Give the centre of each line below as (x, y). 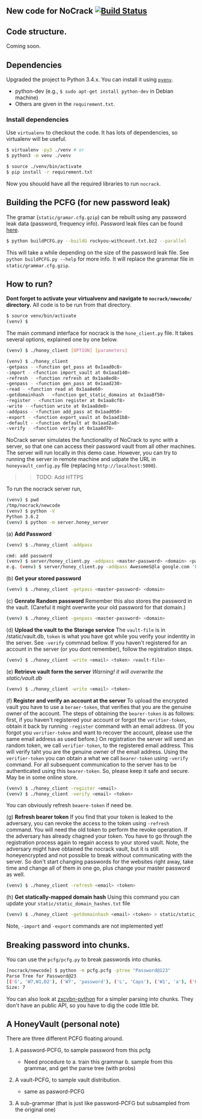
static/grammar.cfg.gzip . (38, 265)
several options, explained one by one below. (62, 339)
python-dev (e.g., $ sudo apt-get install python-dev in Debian (94, 91)
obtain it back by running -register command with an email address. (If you (100, 726)
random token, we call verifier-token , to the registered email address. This (100, 745)
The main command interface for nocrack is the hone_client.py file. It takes (100, 333)
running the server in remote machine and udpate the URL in (81, 459)
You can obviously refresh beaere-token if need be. (69, 805)
